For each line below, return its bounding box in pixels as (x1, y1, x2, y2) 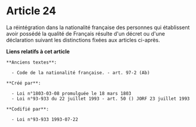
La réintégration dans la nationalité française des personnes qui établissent (6, 24, 190, 31)
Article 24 (6, 4, 56, 18)
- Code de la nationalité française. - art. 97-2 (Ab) (11, 69, 150, 75)
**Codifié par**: (6, 106, 49, 112)
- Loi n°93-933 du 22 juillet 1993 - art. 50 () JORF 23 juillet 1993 (11, 96, 190, 101)
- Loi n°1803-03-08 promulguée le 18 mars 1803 (11, 90, 132, 96)
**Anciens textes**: (6, 59, 58, 65)
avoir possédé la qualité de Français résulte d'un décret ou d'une (6, 30, 165, 37)
